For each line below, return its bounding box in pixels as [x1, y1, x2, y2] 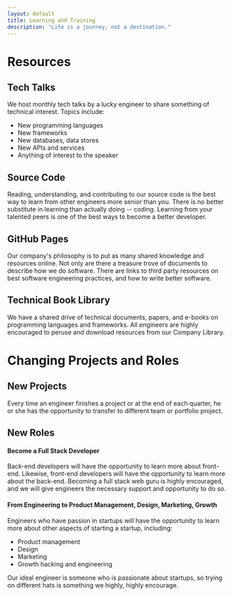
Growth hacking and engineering [17, 559, 112, 568]
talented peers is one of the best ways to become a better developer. [7, 212, 207, 221]
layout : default [7, 10, 55, 18]
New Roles [7, 427, 55, 439]
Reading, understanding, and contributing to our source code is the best [7, 190, 216, 199]
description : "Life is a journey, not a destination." [7, 23, 171, 30]
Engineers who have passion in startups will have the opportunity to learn [7, 516, 220, 524]
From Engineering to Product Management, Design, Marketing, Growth [7, 500, 218, 509]
